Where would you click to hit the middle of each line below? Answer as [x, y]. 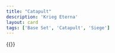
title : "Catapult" [29, 11]
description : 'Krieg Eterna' [42, 17]
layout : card [22, 22]
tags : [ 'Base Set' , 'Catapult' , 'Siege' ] [58, 28]
